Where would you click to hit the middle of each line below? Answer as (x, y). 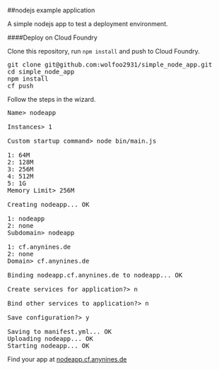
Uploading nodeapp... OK (50, 339)
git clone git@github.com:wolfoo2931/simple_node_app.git (110, 65)
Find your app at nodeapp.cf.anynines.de (67, 359)
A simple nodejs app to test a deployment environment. (88, 24)
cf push (20, 86)
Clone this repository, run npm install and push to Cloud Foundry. (103, 51)
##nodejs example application (51, 10)
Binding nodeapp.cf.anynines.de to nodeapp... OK (95, 275)
